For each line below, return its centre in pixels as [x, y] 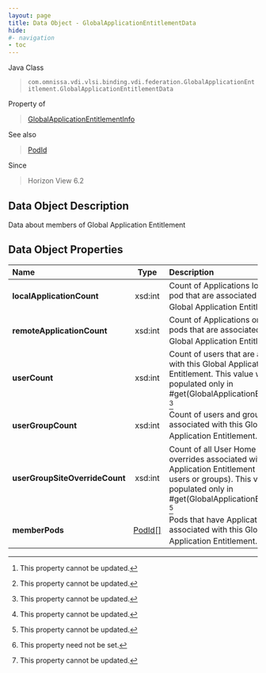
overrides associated [208, 459]
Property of [27, 104]
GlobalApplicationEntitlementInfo [81, 119]
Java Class [26, 67]
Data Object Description [68, 206]
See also [23, 135]
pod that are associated [213, 295]
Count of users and [205, 415]
